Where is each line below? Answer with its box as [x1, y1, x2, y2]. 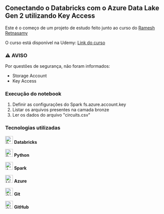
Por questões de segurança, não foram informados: [5, 63, 110, 69]
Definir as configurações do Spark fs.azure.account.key [12, 101, 126, 108]
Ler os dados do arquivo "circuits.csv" [12, 112, 90, 118]
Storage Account [12, 73, 47, 79]
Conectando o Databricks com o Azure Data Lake [5, 4, 160, 12]
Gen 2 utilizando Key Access [5, 12, 95, 20]
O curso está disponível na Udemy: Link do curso [5, 40, 105, 45]
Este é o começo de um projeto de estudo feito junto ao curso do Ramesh [5, 25, 155, 31]
